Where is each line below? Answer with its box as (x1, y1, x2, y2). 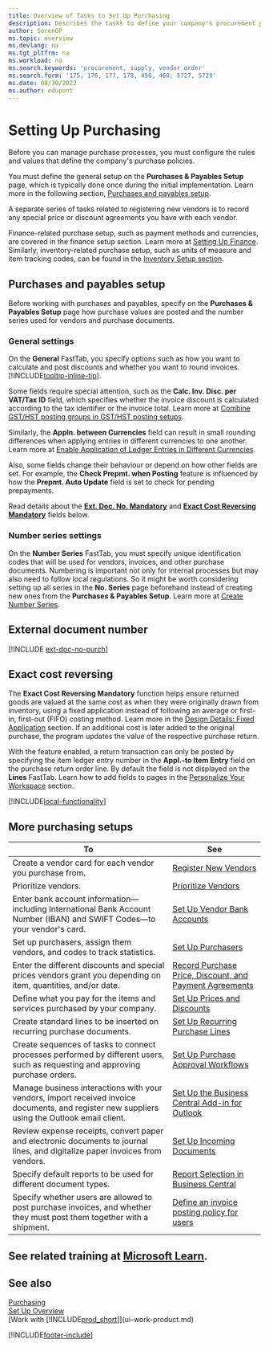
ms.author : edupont (8, 86, 74, 95)
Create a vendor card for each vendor (12, 857, 155, 868)
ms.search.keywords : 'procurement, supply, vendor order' (8, 64, 206, 72)
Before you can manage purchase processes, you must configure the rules (8, 148, 255, 157)
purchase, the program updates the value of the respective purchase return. (8, 732, 259, 741)
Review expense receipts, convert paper (12, 1125, 164, 1137)
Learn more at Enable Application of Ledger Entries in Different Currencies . (8, 445, 256, 455)
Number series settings (8, 530, 102, 541)
